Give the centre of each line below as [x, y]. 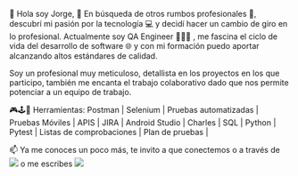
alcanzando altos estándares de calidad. [83, 56]
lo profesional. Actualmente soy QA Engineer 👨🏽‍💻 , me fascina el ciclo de [144, 36]
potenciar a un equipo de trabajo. [70, 92]
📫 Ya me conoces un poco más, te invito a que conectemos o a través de [145, 150]
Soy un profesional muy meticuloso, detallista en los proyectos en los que [145, 73]
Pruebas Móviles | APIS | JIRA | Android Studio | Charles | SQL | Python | [143, 123]
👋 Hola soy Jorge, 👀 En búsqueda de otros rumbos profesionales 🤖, [133, 14]
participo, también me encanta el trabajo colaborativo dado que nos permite [149, 83]
